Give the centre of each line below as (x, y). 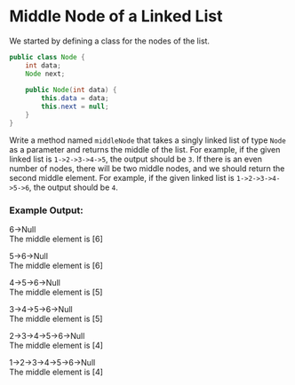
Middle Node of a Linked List (116, 16)
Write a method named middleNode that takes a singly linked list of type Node (147, 140)
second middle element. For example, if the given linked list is (122, 177)
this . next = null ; (75, 107)
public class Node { (48, 57)
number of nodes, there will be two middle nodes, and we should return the (147, 168)
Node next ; (45, 74)
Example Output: (46, 210)
